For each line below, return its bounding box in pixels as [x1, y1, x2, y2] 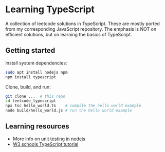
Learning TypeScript [5, 4, 95, 15]
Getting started [5, 46, 56, 55]
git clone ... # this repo [5, 94, 66, 99]
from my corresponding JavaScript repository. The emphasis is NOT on [5, 26, 157, 32]
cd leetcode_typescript [5, 98, 57, 103]
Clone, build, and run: [5, 83, 51, 90]
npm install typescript [5, 74, 57, 80]
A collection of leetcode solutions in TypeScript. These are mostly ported [5, 20, 160, 27]
